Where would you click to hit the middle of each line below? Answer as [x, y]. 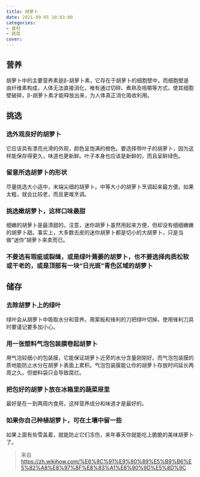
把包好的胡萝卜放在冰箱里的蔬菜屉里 [58, 389]
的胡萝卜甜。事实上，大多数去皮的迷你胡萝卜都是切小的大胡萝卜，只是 [92, 233]
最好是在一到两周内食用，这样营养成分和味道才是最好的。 [76, 404]
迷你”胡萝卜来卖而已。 [41, 240]
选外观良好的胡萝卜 [34, 134]
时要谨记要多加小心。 [32, 327]
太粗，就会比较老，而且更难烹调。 [48, 194]
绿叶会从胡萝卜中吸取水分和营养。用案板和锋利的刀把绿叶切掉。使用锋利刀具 [100, 319]
